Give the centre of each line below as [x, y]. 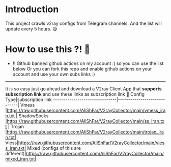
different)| [16, 153]
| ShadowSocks [32, 116]
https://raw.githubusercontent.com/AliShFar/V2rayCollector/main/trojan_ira [85, 132]
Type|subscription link [28, 99]
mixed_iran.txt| [21, 159]
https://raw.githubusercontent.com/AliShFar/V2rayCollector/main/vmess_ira [86, 110]
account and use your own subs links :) [54, 74]
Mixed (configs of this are [54, 148]
